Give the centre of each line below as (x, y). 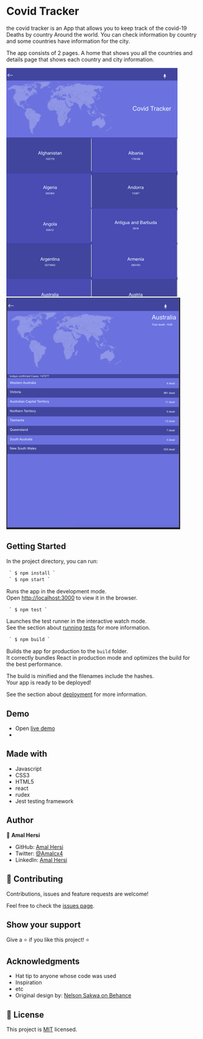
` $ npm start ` (30, 579)
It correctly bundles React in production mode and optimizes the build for (98, 658)
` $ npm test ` (28, 610)
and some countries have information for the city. (68, 41)
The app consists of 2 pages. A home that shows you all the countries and (100, 52)
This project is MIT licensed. (42, 1029)
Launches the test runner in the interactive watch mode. (77, 621)
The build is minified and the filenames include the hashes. (80, 676)
